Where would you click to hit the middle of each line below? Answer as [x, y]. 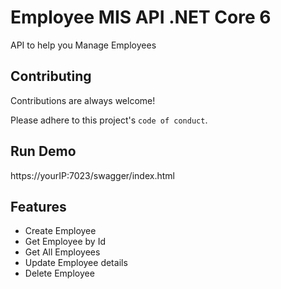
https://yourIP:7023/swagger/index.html [92, 175]
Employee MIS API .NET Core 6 [141, 17]
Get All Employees [62, 252]
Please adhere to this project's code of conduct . [109, 120]
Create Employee [60, 231]
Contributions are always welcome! [83, 100]
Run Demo [43, 151]
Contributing [51, 76]
